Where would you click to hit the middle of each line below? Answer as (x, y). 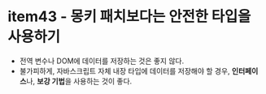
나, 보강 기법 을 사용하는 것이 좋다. (79, 81)
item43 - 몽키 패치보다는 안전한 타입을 (129, 17)
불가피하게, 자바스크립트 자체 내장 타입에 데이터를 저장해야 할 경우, (124, 70)
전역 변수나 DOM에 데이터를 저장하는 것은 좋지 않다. (102, 61)
